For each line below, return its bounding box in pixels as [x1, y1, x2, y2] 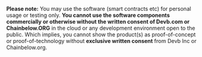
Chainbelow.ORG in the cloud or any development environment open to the [6, 24, 196, 32]
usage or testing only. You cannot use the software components [6, 12, 170, 19]
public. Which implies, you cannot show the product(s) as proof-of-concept [6, 31, 196, 38]
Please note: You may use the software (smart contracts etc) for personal [6, 5, 192, 12]
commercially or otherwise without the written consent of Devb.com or [6, 18, 190, 25]
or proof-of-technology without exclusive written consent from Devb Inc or [6, 38, 197, 44]
